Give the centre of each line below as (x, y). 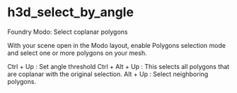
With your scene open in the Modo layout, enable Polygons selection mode (117, 45)
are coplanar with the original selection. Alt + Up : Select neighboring (108, 74)
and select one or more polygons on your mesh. (77, 53)
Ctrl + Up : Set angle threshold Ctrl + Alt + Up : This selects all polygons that (118, 66)
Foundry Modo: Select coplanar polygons (68, 32)
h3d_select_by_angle (71, 12)
